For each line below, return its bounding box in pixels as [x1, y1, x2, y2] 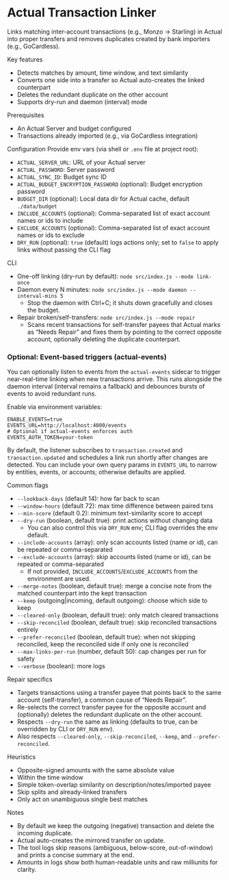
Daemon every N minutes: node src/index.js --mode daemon [16, 285, 187, 293]
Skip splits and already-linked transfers [16, 788, 128, 796]
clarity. [16, 866, 36, 874]
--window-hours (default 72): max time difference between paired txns [16, 502, 214, 510]
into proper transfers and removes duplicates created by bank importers [7, 34, 211, 42]
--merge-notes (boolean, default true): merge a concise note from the [16, 582, 212, 590]
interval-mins [16, 293, 57, 300]
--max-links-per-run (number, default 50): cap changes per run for [16, 648, 207, 656]
